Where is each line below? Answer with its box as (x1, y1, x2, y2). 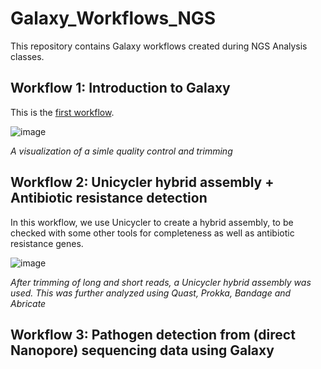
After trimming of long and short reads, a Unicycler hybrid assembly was (10, 276, 312, 288)
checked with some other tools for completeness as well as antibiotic (10, 227, 295, 239)
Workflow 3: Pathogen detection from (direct (10, 326, 296, 343)
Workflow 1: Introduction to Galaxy (10, 80, 231, 97)
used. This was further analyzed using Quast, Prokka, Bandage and (10, 287, 292, 299)
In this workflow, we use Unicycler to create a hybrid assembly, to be (10, 216, 294, 228)
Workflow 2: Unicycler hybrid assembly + (10, 174, 275, 191)
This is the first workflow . (10, 106, 115, 118)
